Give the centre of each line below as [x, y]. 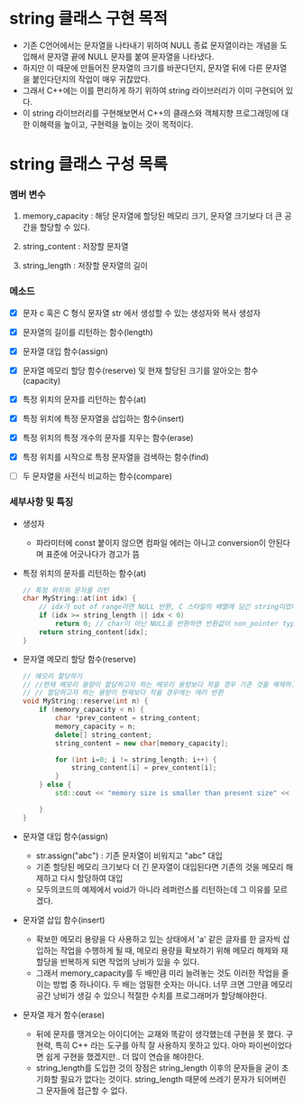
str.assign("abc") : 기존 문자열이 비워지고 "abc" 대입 [129, 856]
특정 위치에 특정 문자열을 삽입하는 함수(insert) [103, 419]
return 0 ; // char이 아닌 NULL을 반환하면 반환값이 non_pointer [167, 624]
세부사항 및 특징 [41, 502]
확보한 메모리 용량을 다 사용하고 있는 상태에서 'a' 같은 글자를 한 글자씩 [158, 939]
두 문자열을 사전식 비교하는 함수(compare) [97, 476]
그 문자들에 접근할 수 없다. [82, 1090]
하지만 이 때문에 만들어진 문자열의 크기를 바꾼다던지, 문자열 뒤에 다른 [142, 68]
